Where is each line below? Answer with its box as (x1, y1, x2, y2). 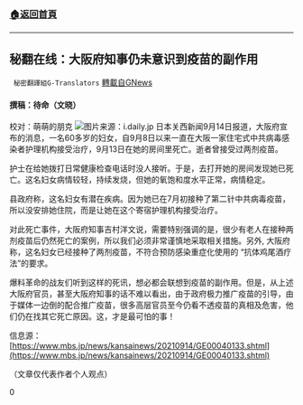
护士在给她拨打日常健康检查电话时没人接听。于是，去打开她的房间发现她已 (9, 163, 286, 174)
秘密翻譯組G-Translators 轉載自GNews (13, 77, 153, 88)
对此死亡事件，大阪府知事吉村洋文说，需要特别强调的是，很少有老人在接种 (9, 224, 286, 235)
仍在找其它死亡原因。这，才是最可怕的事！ (16, 311, 176, 322)
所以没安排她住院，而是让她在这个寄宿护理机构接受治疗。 (9, 205, 223, 216)
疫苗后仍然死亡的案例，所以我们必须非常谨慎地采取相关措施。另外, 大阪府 (16, 235, 290, 246)
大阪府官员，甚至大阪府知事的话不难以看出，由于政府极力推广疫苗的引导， (9, 288, 286, 299)
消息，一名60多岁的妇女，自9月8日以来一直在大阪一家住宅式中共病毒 (24, 133, 282, 144)
